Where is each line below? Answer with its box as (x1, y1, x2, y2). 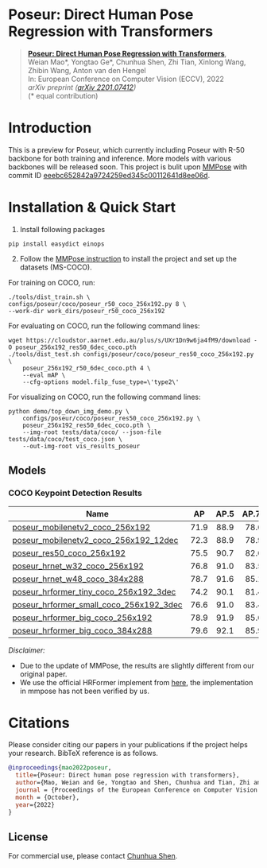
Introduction (8, 119, 92, 137)
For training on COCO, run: (8, 277, 95, 287)
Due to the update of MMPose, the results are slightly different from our (19, 661, 254, 670)
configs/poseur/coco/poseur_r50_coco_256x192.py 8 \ (8, 300, 187, 308)
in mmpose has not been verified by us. (19, 686, 149, 696)
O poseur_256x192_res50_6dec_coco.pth (8, 343, 137, 351)
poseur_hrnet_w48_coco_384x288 (12, 573, 145, 584)
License (8, 830, 48, 843)
